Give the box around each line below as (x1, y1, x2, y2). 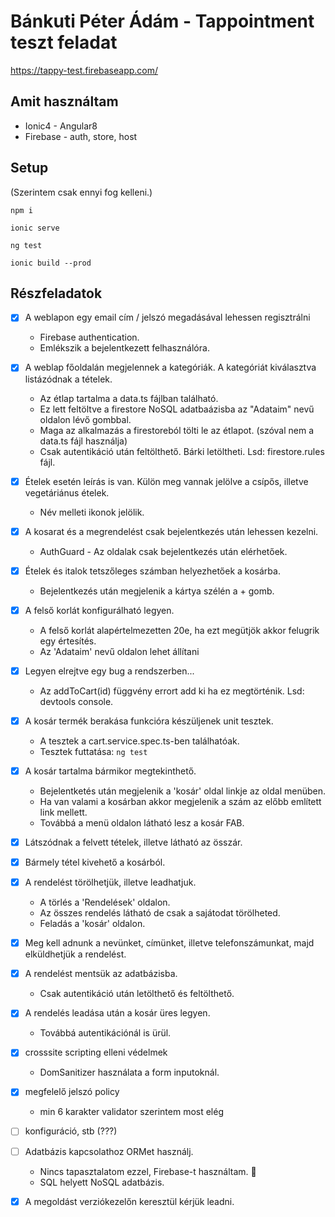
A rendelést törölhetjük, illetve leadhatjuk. (24, 876, 197, 889)
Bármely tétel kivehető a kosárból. (24, 856, 166, 868)
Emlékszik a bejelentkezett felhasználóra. (39, 342, 210, 354)
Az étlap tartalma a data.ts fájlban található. (39, 392, 219, 404)
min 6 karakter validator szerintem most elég (39, 1106, 224, 1118)
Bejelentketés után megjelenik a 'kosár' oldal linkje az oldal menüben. (39, 785, 327, 797)
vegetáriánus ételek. (24, 486, 110, 499)
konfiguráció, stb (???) (24, 1125, 118, 1137)
